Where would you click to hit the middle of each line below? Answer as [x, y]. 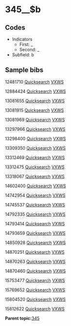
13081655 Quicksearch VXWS [35, 101]
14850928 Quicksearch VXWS [35, 243]
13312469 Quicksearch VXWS [35, 157]
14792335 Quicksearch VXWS [35, 214]
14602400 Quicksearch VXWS [36, 186]
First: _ [26, 44]
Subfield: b [23, 55]
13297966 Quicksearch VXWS [35, 129]
